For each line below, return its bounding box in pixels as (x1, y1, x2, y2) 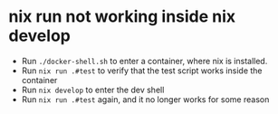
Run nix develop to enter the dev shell (21, 84, 165, 95)
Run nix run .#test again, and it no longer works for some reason (21, 93, 270, 105)
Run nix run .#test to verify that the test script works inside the (21, 65, 264, 76)
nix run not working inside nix (8, 6, 236, 27)
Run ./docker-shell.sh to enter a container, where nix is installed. (21, 55, 268, 66)
